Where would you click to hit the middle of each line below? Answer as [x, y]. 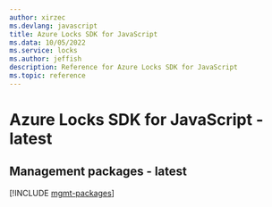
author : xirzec [38, 17]
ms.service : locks [43, 51]
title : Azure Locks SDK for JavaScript [84, 34]
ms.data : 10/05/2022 [48, 42]
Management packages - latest [98, 172]
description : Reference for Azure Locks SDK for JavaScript [124, 68]
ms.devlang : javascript [54, 26]
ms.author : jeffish [46, 59]
